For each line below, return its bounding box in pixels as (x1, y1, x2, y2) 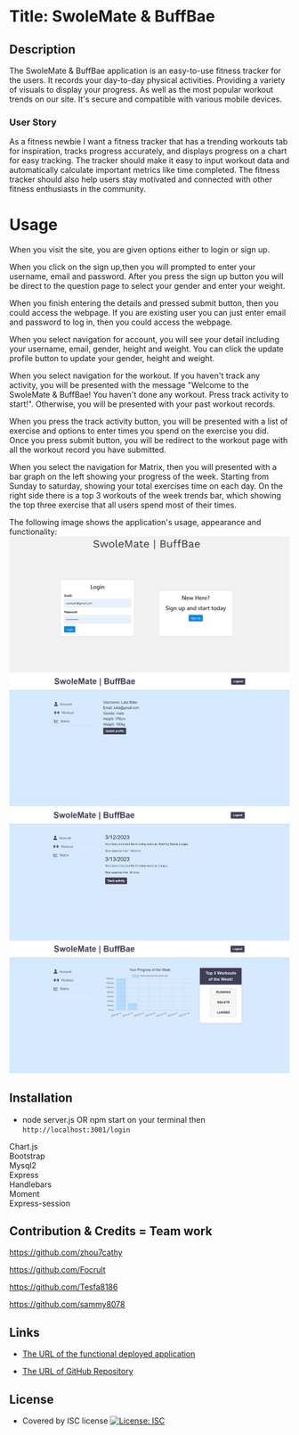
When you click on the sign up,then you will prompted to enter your (9, 261, 256, 273)
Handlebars (9, 1179, 52, 1190)
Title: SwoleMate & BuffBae (9, 6, 215, 27)
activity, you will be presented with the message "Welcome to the (9, 380, 249, 391)
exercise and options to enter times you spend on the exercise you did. (9, 425, 270, 436)
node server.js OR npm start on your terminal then (21, 1114, 206, 1125)
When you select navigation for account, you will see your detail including (9, 334, 280, 345)
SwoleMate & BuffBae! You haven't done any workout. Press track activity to (9, 390, 289, 400)
